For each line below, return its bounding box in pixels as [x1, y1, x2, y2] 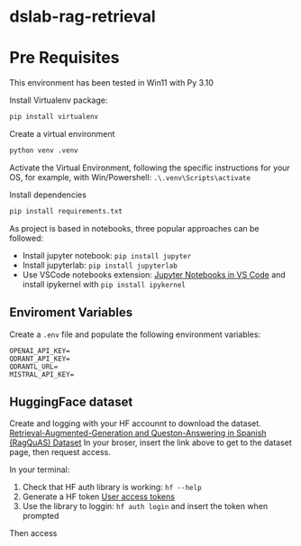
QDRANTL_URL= [9, 362, 59, 371]
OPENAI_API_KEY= [9, 346, 70, 355]
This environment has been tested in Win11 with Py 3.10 [9, 77, 214, 88]
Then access [9, 528, 58, 539]
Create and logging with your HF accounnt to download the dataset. [9, 418, 261, 429]
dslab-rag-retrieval [9, 6, 156, 27]
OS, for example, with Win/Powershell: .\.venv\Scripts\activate [9, 171, 251, 182]
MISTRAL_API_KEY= [9, 369, 75, 379]
